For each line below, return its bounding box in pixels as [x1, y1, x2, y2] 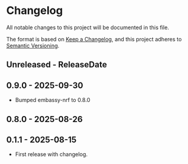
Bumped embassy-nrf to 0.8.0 [15, 97, 90, 104]
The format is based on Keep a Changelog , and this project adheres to [6, 35, 182, 43]
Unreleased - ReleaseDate [6, 60, 107, 70]
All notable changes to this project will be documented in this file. [6, 24, 170, 31]
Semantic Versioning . [6, 42, 59, 49]
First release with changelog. [15, 151, 88, 158]
